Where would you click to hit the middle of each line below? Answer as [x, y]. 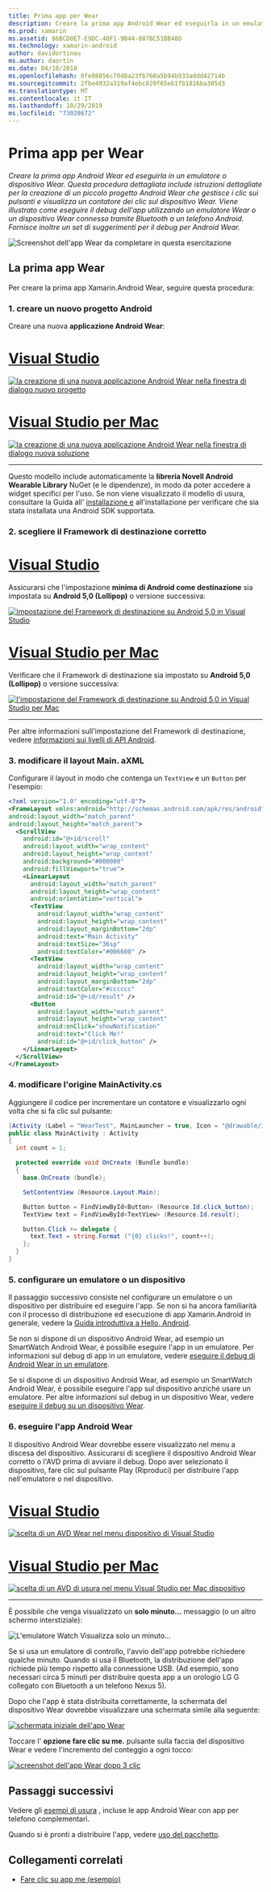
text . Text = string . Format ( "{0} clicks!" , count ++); [122, 1237]
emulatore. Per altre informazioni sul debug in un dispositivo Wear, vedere [131, 1397]
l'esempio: [25, 787]
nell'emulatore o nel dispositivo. [61, 1479]
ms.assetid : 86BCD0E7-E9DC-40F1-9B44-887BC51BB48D [95, 38]
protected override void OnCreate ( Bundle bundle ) [102, 1163]
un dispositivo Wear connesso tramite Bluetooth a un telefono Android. [126, 218]
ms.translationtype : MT [48, 91]
